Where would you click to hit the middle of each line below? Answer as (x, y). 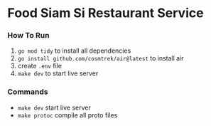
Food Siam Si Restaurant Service (105, 13)
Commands (28, 92)
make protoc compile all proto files (67, 115)
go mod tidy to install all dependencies (74, 51)
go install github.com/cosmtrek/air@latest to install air (101, 58)
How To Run (28, 36)
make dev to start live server (58, 73)
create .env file (40, 66)
